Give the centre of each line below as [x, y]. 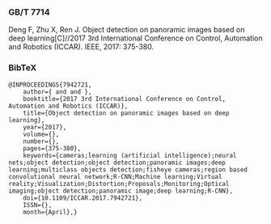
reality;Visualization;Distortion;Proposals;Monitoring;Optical [119, 184]
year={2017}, [45, 127]
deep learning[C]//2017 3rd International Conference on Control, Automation [135, 38]
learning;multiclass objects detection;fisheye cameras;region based [128, 169]
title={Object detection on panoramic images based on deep [126, 113]
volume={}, [41, 134]
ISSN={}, [38, 205]
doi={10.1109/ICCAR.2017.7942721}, [83, 198]
